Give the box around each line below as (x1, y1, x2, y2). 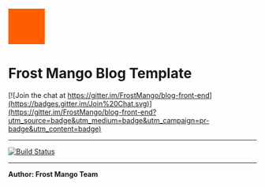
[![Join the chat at (8, 90, 66, 99)
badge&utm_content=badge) (8, 124, 102, 133)
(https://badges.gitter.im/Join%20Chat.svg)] (8, 99, 152, 108)
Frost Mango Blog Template (8, 65, 192, 83)
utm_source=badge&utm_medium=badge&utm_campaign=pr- (8, 115, 210, 125)
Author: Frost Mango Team (8, 169, 99, 178)
